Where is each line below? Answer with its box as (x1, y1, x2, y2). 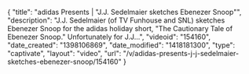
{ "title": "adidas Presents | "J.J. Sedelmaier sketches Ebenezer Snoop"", (7, 8, 242, 16)
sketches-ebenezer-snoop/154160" (7, 57, 123, 66)
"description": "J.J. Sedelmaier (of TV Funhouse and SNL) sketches (7, 16, 225, 25)
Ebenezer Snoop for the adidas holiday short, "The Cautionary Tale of (7, 24, 233, 33)
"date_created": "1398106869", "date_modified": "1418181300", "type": (7, 41, 236, 50)
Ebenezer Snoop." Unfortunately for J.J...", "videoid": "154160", (7, 32, 211, 41)
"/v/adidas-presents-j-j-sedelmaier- (123, 49, 240, 58)
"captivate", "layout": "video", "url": (7, 49, 122, 58)
